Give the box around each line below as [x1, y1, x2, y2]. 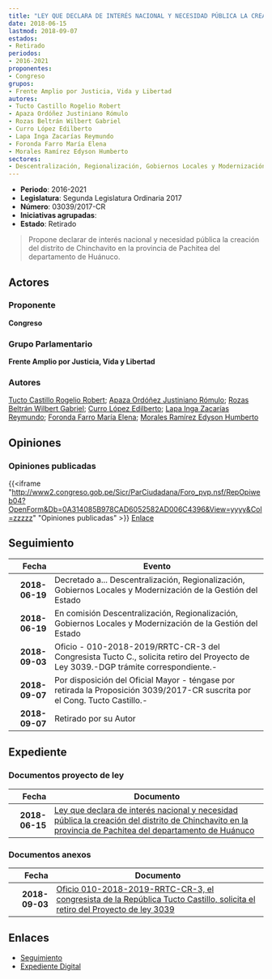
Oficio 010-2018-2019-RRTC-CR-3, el [56, 883, 215, 895]
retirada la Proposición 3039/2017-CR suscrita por [53, 684, 251, 696]
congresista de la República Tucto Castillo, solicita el [56, 893, 256, 905]
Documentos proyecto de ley [8, 770, 125, 781]
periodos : [8, 49, 42, 57]
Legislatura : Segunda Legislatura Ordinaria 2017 [19, 194, 182, 203]
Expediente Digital [19, 961, 81, 971]
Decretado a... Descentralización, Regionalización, [53, 574, 245, 585]
